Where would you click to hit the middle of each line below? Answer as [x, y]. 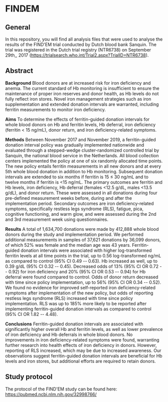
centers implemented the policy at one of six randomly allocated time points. [84, 161]
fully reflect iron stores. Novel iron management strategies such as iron [78, 99]
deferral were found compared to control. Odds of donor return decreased [82, 277]
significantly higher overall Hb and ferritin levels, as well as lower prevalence [84, 329]
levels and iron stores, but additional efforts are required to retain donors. [80, 361]
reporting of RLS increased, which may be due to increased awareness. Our [83, 350]
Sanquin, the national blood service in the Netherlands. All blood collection [82, 155]
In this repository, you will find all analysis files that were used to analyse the [84, 39]
